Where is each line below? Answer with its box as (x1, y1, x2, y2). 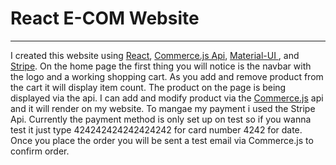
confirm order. (10, 145, 70, 157)
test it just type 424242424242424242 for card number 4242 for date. (10, 123, 303, 136)
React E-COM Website (10, 7, 200, 30)
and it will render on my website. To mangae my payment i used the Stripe (10, 102, 316, 114)
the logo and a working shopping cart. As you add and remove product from (10, 70, 324, 82)
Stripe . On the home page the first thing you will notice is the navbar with (10, 60, 312, 72)
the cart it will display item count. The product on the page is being (10, 81, 287, 93)
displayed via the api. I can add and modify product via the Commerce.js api (10, 92, 324, 104)
